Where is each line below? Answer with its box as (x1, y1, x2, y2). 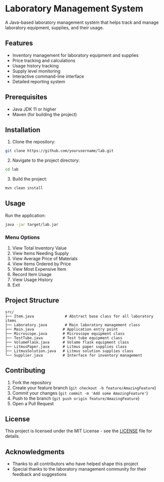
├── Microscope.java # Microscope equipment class (5, 331, 125, 336)
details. (5, 433, 20, 439)
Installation (5, 125, 41, 134)
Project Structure (5, 296, 59, 305)
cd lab (5, 167, 19, 172)
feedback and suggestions (12, 472, 67, 478)
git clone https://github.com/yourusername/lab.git (5, 148, 114, 154)
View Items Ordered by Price (12, 261, 71, 267)
